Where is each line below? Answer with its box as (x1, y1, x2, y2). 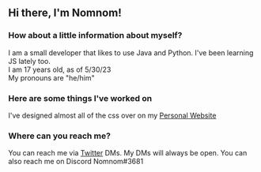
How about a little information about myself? (8, 30, 183, 41)
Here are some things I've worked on (8, 92, 153, 103)
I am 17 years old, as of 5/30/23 (8, 65, 112, 74)
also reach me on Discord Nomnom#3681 (8, 157, 144, 166)
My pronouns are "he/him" (8, 73, 95, 82)
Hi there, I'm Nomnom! (8, 6, 122, 20)
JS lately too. (8, 56, 51, 65)
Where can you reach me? (8, 130, 111, 141)
